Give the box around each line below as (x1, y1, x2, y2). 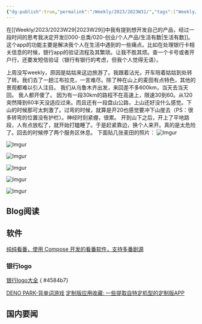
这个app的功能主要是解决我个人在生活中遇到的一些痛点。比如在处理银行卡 (6, 41, 190, 48)
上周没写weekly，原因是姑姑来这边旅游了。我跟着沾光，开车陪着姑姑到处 (6, 68, 188, 76)
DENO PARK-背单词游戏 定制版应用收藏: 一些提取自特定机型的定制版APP (6, 289, 185, 297)
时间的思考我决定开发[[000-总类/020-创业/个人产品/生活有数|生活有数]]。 (11, 34, 194, 41)
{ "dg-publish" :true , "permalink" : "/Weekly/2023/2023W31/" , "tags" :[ (6, 8, 176, 15)
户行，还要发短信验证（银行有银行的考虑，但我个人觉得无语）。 (6, 56, 162, 63)
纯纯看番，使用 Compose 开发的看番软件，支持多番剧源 (6, 245, 144, 253)
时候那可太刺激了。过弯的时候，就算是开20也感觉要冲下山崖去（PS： (16, 106, 188, 113)
